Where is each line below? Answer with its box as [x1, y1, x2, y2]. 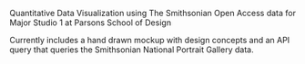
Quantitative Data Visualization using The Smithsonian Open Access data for [9, 8, 296, 18]
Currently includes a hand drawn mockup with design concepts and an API [9, 35, 290, 45]
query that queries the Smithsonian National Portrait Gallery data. [9, 44, 254, 55]
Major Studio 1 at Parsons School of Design [9, 17, 171, 28]
